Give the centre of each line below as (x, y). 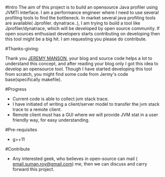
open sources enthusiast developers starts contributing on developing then (82, 34)
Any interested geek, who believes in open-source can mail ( (75, 159)
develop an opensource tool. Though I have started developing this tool (79, 69)
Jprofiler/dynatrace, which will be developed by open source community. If (82, 28)
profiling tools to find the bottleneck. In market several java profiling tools (80, 18)
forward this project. (33, 169)
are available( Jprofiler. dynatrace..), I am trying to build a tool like (73, 23)
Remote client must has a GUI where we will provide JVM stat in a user (85, 115)
